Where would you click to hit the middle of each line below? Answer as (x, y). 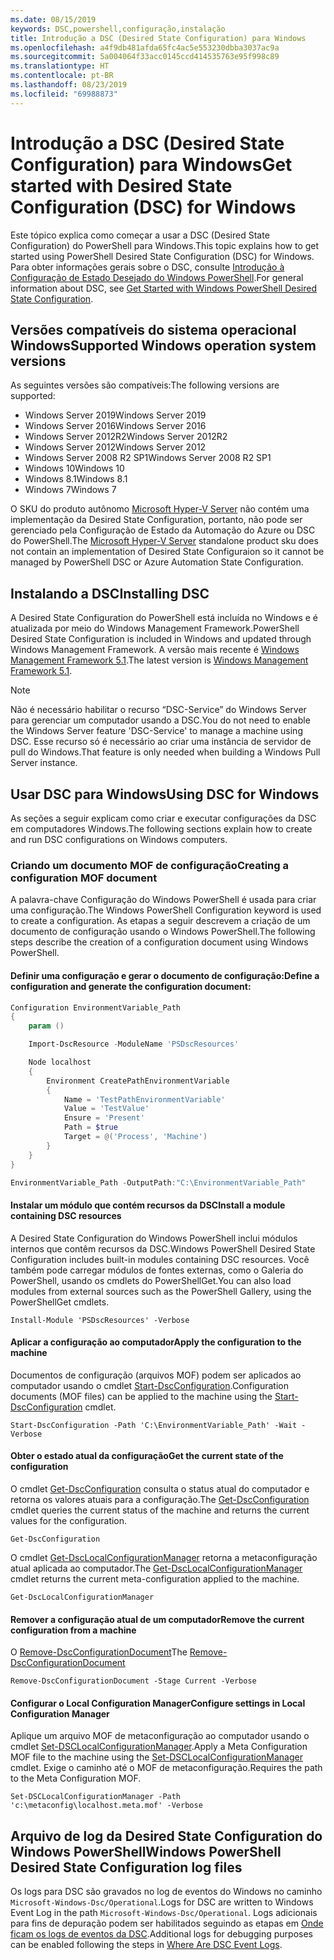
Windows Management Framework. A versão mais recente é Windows (155, 650)
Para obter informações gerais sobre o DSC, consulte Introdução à (147, 267)
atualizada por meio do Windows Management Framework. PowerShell (155, 628)
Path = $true (90, 1127)
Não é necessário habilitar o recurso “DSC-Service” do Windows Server (158, 710)
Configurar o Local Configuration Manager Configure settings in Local (158, 1703)
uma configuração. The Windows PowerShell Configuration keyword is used (166, 910)
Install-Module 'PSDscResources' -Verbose (100, 1320)
